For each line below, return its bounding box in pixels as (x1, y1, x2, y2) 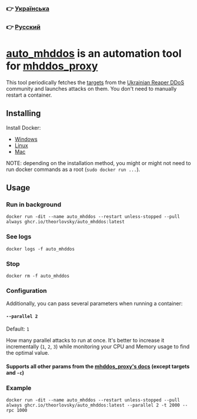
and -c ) (6, 369, 25, 376)
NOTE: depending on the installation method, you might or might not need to (6, 159, 191, 166)
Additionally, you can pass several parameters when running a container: (6, 300, 183, 307)
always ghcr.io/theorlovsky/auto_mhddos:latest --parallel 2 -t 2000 (6, 402, 181, 408)
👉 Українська (6, 4, 50, 12)
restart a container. (6, 91, 52, 98)
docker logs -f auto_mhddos (6, 246, 75, 252)
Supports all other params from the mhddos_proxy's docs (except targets (6, 362, 190, 369)
